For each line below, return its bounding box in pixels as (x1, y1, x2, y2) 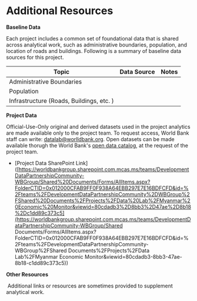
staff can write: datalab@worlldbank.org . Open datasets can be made (6, 135, 175, 142)
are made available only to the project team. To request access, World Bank (6, 129, 189, 136)
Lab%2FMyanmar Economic (14, 253, 84, 260)
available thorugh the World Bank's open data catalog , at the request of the (6, 142, 189, 149)
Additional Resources (6, 4, 113, 18)
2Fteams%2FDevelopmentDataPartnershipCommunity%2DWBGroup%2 (14, 190, 190, 198)
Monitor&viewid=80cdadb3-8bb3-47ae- (84, 253, 182, 260)
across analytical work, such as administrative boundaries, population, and (6, 41, 187, 48)
